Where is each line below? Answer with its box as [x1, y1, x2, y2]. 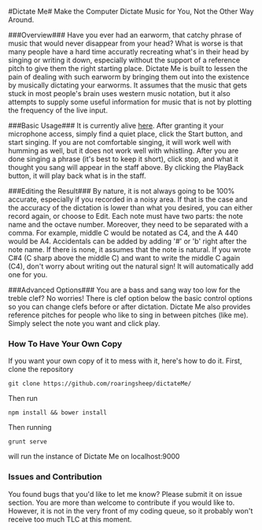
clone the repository [8, 365, 74, 374]
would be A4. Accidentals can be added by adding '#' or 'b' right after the [8, 236, 247, 246]
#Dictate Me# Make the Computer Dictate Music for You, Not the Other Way [8, 7, 254, 16]
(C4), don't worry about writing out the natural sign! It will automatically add [8, 261, 254, 271]
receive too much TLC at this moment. [8, 514, 132, 524]
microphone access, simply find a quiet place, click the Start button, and [8, 129, 243, 139]
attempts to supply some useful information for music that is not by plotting [8, 98, 252, 106]
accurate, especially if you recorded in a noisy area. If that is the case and [8, 195, 248, 204]
